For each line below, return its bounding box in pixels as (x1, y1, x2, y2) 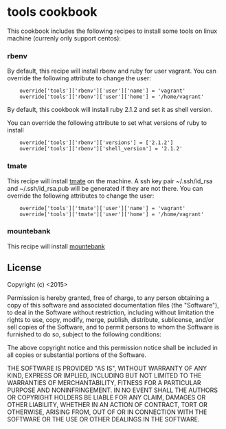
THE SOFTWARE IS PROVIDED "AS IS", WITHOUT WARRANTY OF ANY (7, 364, 207, 372)
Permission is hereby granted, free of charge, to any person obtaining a (7, 293, 210, 302)
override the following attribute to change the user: (7, 74, 151, 82)
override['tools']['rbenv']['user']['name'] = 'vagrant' (19, 87, 186, 95)
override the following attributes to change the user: (7, 192, 155, 200)
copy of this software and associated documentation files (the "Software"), (7, 301, 220, 309)
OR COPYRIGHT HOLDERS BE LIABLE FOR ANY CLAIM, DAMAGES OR (7, 393, 206, 402)
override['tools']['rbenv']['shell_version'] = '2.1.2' (19, 146, 183, 152)
